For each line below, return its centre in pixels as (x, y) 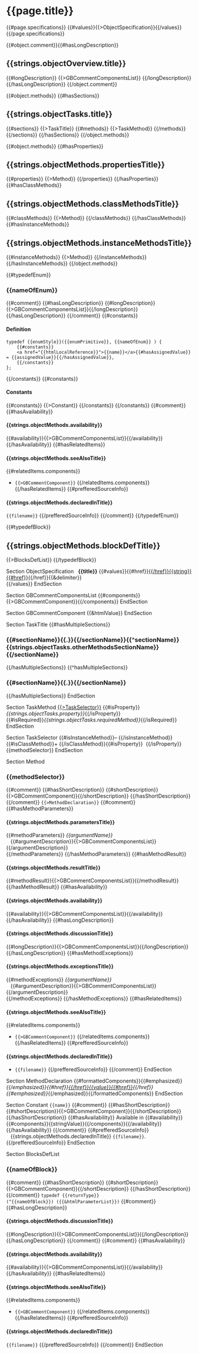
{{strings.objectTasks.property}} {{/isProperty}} (63, 713)
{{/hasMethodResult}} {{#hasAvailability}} (57, 887)
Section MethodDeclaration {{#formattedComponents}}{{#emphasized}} (94, 1081)
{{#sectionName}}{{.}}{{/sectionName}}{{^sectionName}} (93, 640)
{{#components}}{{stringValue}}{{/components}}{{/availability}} (84, 1124)
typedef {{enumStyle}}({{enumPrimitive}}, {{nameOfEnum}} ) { (84, 342)
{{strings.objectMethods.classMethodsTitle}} (93, 204)
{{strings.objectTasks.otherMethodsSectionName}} (83, 647)
